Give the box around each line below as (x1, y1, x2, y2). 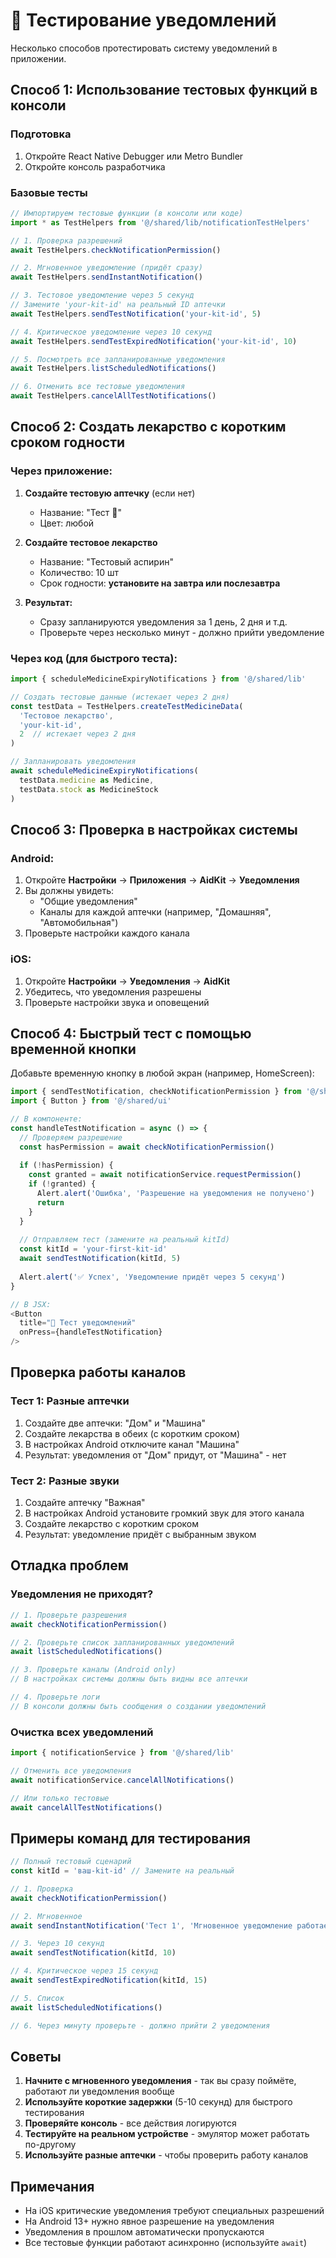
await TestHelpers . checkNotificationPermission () (10, 245, 222, 255)
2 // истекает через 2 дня (19, 729, 137, 739)
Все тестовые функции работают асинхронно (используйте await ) (24, 2237, 308, 2249)
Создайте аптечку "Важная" (24, 1497, 146, 1509)
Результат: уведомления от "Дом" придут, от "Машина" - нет (24, 1449, 287, 1461)
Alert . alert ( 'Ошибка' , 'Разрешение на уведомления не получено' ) (36, 1189, 315, 1199)
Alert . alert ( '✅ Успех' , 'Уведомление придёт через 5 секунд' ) (19, 1272, 286, 1282)
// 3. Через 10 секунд (10, 1939, 105, 1949)
